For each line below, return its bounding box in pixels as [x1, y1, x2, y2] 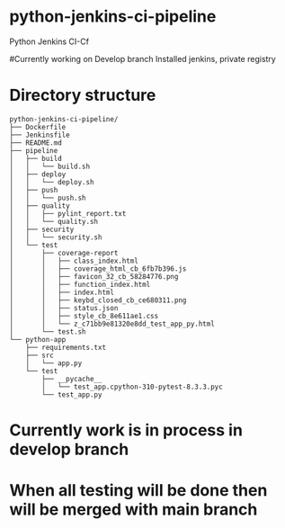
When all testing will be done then [9, 480, 268, 501]
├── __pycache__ [41, 374, 102, 383]
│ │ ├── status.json [9, 303, 119, 312]
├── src [25, 351, 54, 360]
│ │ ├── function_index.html [9, 280, 151, 289]
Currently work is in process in [9, 420, 243, 441]
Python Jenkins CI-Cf [9, 36, 90, 47]
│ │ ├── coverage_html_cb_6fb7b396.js [9, 264, 187, 273]
